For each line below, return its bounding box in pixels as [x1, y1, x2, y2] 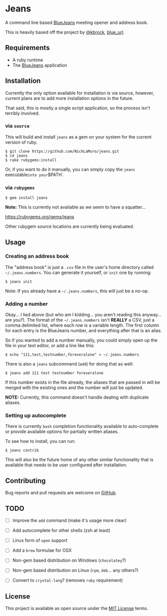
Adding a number [5, 300, 48, 307]
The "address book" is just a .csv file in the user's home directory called [5, 264, 154, 270]
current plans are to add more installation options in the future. [5, 95, 134, 101]
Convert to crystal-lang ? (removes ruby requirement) [12, 577, 123, 584]
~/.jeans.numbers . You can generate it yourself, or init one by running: [5, 269, 152, 275]
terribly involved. [5, 110, 40, 116]
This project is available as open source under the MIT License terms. [5, 606, 149, 612]
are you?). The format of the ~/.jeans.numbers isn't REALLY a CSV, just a [5, 317, 155, 323]
